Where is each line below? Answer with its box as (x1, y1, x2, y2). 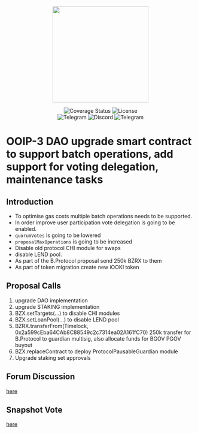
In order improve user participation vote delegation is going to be (14, 219, 175, 226)
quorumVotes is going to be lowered (14, 231, 101, 239)
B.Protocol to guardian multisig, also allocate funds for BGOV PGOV (14, 335, 181, 342)
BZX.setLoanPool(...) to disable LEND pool (14, 315, 120, 323)
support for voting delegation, (6, 160, 159, 174)
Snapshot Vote (6, 405, 63, 415)
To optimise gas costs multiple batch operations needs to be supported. (14, 213, 193, 219)
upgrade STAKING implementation (14, 303, 100, 310)
